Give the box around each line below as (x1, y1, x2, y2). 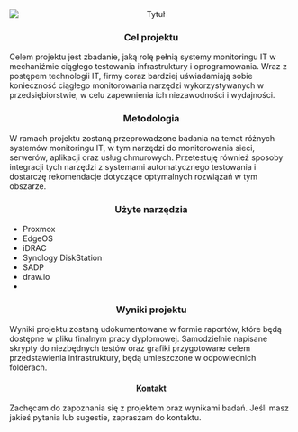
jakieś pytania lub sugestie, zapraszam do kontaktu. (9, 412, 202, 423)
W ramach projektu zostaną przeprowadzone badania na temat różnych (9, 132, 275, 143)
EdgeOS (22, 233, 54, 244)
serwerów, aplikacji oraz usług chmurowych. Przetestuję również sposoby (9, 152, 284, 163)
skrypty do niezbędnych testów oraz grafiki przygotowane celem (9, 343, 250, 354)
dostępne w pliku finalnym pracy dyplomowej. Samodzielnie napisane (9, 333, 268, 345)
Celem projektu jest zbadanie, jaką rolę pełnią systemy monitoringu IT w (9, 51, 276, 62)
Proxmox (22, 223, 56, 234)
